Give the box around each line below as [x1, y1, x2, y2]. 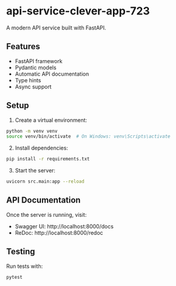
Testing [6, 246, 35, 257]
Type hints [14, 76, 41, 84]
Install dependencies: [14, 144, 68, 151]
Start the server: [14, 167, 56, 174]
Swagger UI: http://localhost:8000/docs [14, 222, 114, 230]
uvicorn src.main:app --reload [6, 178, 85, 184]
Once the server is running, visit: [6, 211, 87, 218]
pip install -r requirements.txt [6, 156, 90, 162]
